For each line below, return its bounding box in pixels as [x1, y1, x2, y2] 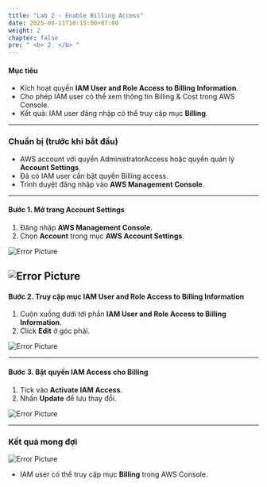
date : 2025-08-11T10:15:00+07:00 [8, 19, 119, 27]
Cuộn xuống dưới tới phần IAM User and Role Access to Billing [19, 309, 226, 319]
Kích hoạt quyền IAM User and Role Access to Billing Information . [19, 83, 238, 93]
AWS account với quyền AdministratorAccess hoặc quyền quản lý [19, 154, 235, 164]
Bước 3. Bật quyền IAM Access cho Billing [8, 367, 149, 377]
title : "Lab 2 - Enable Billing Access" [8, 11, 145, 20]
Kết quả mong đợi [8, 436, 78, 447]
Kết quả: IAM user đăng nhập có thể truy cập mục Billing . [19, 109, 208, 118]
